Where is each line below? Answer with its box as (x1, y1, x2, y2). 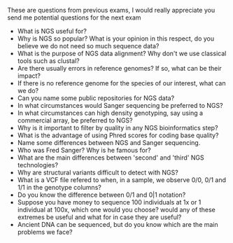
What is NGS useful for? (17, 27, 87, 35)
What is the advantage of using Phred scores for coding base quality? (17, 131, 219, 139)
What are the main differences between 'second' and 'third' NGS (17, 153, 204, 162)
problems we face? (17, 228, 73, 236)
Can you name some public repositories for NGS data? (17, 94, 175, 102)
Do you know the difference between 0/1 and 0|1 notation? (17, 190, 186, 199)
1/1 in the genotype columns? (17, 183, 101, 191)
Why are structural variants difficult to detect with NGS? (17, 168, 178, 176)
